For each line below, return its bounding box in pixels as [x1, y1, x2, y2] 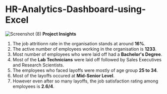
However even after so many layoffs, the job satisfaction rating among [12, 78, 158, 84]
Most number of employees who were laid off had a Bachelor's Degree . [12, 51, 162, 57]
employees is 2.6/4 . [12, 83, 54, 89]
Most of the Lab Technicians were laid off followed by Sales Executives [12, 56, 162, 62]
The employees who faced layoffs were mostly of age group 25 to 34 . [12, 67, 158, 73]
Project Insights [42, 31, 77, 37]
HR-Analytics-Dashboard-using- [5, 4, 146, 15]
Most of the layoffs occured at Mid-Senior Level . [12, 72, 115, 78]
